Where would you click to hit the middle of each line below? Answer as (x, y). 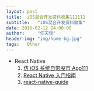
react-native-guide (46, 82)
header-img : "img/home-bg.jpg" (44, 39)
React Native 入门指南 (50, 75)
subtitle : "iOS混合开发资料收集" (46, 22)
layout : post (22, 11)
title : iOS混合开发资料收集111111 (46, 17)
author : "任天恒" (31, 33)
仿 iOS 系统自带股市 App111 (55, 68)
